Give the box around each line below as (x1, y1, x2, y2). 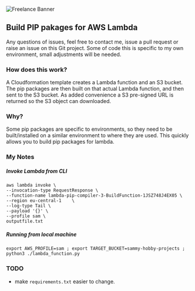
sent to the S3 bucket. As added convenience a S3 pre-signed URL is (6, 91, 174, 98)
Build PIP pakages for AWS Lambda (6, 22, 138, 32)
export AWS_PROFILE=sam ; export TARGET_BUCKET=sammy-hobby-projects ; (6, 246, 185, 252)
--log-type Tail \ (6, 203, 51, 209)
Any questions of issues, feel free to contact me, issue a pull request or (6, 38, 179, 45)
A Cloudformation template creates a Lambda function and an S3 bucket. (6, 79, 183, 86)
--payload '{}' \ (6, 208, 49, 214)
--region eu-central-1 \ (6, 198, 75, 204)
